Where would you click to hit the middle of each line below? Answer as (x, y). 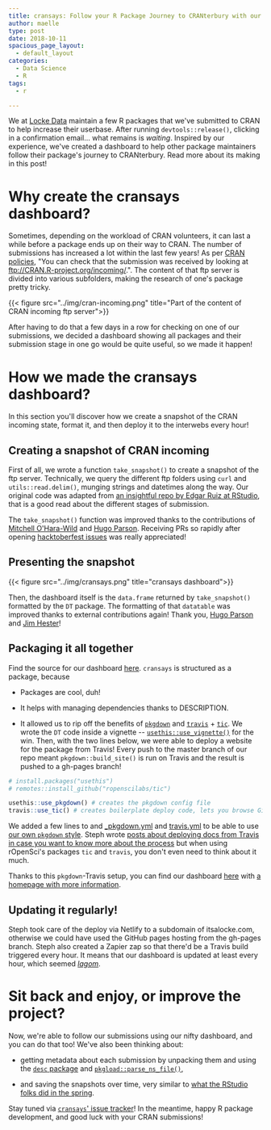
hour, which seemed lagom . (54, 964)
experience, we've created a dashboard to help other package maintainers (132, 147)
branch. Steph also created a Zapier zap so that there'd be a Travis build (128, 946)
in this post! (28, 164)
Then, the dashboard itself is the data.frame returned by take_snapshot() (130, 597)
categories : (28, 61)
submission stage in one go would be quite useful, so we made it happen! (130, 345)
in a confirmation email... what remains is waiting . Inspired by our (117, 138)
